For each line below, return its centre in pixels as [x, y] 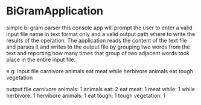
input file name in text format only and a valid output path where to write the [101, 34]
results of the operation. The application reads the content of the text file [97, 40]
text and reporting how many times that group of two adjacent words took [98, 53]
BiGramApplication [55, 11]
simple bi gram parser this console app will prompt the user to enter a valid [99, 28]
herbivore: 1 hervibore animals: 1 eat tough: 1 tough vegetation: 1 [86, 95]
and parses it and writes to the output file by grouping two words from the [98, 47]
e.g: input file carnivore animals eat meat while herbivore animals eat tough [100, 71]
